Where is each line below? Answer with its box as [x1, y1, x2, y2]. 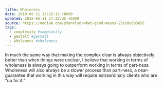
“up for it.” [5, 77, 26, 83]
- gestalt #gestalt [9, 34, 49, 39]
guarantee [5, 72, 26, 78]
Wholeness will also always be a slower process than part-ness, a [5, 67, 137, 73]
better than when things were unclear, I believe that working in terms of [5, 57, 148, 63]
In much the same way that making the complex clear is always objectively [5, 52, 155, 58]
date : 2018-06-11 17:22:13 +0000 [5, 12, 73, 16]
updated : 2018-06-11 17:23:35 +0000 [5, 16, 79, 21]
